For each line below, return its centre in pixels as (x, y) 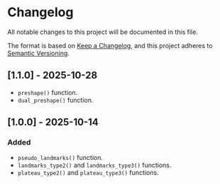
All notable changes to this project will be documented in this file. (103, 32)
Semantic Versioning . (38, 53)
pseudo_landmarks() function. (60, 158)
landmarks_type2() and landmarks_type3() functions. (94, 165)
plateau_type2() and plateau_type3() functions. (88, 173)
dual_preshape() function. (55, 100)
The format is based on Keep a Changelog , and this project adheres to (110, 45)
